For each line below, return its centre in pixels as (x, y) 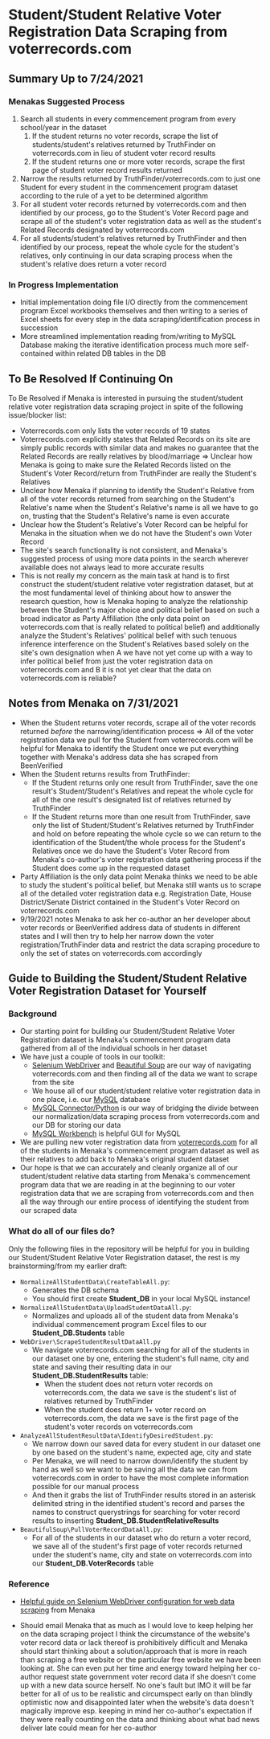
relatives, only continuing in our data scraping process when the (126, 255)
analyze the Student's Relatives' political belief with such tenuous (128, 635)
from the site (53, 1083)
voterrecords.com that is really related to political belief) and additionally (140, 627)
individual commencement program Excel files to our (119, 1324)
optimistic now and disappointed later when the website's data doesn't (137, 1702)
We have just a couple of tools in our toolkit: (92, 1057)
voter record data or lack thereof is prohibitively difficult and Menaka (133, 1643)
